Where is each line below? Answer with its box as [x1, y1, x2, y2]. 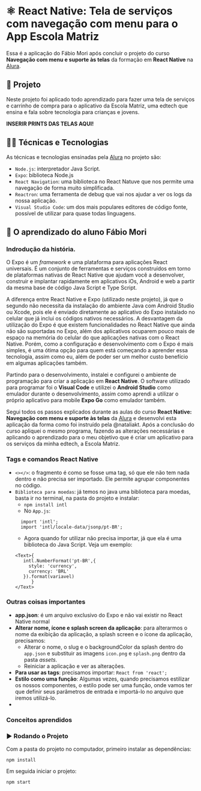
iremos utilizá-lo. [14, 694, 57, 702]
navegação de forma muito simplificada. [14, 184, 115, 191]
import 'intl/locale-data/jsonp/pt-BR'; [20, 524, 123, 530]
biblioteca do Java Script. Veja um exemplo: [23, 541, 133, 548]
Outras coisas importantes [6, 598, 86, 606]
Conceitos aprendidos [6, 715, 73, 724]
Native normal [14, 618, 50, 625]
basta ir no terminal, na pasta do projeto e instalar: [14, 494, 140, 502]
